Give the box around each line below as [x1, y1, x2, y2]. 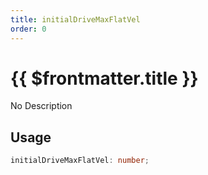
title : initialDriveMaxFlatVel [10, 14, 141, 25]
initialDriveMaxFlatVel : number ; [10, 156, 150, 166]
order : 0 [10, 24, 47, 34]
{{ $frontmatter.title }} [10, 67, 199, 90]
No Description [10, 100, 73, 112]
